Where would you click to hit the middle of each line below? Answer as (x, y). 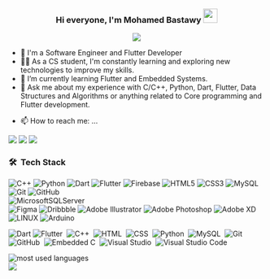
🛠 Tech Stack (37, 163)
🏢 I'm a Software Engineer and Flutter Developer (101, 53)
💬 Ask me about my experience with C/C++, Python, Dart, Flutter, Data (138, 87)
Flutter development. (55, 105)
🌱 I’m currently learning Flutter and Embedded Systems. (114, 79)
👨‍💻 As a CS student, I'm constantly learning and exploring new (125, 62)
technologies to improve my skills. (77, 70)
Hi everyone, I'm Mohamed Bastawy (128, 20)
